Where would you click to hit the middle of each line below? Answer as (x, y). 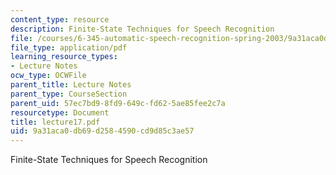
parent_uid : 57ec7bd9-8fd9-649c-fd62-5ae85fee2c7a (118, 103)
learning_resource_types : (64, 57)
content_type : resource (60, 19)
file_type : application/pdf (69, 47)
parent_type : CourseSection (69, 94)
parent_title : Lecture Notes (71, 85)
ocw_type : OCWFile (48, 76)
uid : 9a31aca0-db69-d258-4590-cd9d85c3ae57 (102, 131)
